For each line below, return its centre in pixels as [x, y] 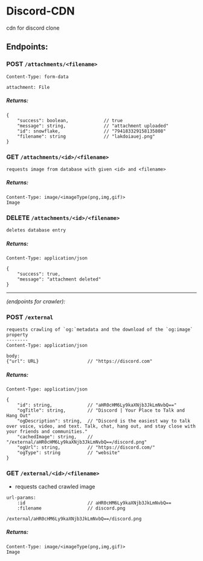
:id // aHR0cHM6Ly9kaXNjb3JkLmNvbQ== [94, 503]
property [17, 335]
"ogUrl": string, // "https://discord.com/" [86, 448]
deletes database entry [36, 230]
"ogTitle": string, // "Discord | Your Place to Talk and [101, 410]
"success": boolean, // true [70, 120]
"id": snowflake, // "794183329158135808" [92, 131]
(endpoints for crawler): [36, 302]
